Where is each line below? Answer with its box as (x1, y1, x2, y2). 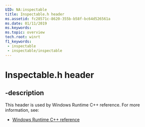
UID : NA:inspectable (5, 7, 48, 12)
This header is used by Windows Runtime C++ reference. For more (5, 102, 141, 108)
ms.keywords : (5, 25, 32, 30)
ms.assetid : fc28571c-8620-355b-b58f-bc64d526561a (5, 16, 111, 21)
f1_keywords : (5, 39, 32, 44)
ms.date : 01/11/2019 (5, 21, 48, 26)
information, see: (5, 107, 39, 113)
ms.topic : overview (5, 30, 45, 35)
